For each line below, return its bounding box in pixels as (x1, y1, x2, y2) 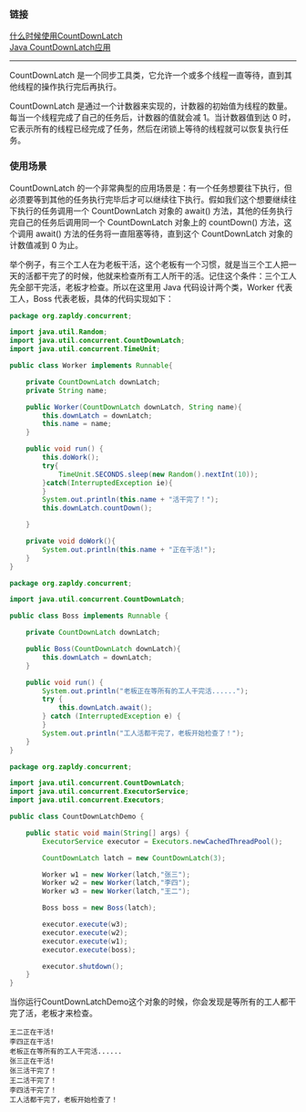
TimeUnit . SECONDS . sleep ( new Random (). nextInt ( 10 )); (57, 470, 259, 479)
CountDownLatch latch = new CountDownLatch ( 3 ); (42, 853, 226, 863)
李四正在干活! (9, 1037, 55, 1046)
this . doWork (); (42, 453, 100, 462)
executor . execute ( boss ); (42, 945, 137, 954)
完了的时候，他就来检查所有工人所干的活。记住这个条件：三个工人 (48, 270, 297, 281)
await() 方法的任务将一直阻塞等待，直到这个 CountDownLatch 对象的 (35, 228, 293, 239)
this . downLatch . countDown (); (42, 504, 153, 513)
